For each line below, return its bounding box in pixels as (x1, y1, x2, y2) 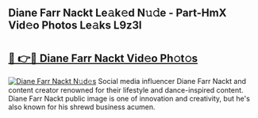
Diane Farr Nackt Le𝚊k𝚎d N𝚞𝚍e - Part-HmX (8, 6, 227, 20)
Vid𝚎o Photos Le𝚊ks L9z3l (8, 19, 142, 32)
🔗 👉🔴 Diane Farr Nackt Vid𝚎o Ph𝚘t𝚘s (8, 51, 198, 65)
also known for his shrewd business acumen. (8, 102, 156, 112)
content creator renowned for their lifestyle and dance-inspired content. (8, 86, 244, 94)
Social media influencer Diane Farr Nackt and (98, 77, 246, 86)
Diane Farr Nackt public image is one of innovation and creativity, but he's (8, 94, 250, 103)
